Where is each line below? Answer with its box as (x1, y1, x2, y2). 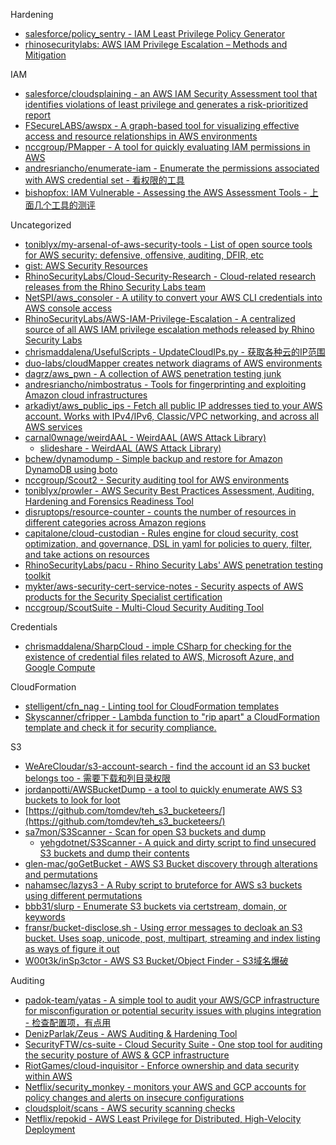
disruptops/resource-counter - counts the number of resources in (24, 506, 297, 518)
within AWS (24, 1070, 73, 1082)
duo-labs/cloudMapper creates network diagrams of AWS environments (24, 357, 323, 369)
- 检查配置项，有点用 (24, 1017, 112, 1028)
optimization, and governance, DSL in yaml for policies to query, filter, (24, 538, 313, 549)
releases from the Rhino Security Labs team (24, 281, 206, 293)
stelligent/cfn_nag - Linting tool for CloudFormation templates (24, 700, 280, 712)
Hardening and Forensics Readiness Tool (24, 495, 194, 507)
